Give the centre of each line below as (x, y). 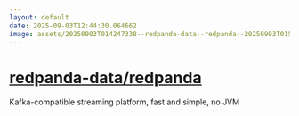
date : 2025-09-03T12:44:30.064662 (73, 26)
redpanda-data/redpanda (105, 77)
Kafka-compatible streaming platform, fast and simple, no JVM (125, 102)
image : (21, 34)
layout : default (39, 17)
